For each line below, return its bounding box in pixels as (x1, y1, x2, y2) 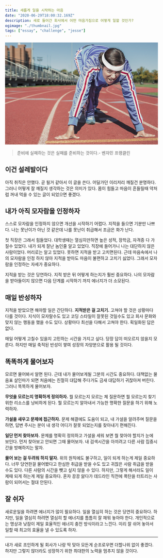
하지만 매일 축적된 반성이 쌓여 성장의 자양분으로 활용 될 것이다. (15, 342, 133, 348)
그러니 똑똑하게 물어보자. (5, 384, 52, 389)
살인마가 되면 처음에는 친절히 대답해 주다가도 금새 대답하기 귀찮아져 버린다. (14, 377, 155, 383)
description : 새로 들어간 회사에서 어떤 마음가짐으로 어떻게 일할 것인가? (5, 18, 134, 23)
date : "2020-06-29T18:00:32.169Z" (5, 13, 75, 18)
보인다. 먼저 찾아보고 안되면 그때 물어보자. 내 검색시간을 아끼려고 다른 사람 (5, 439, 145, 444)
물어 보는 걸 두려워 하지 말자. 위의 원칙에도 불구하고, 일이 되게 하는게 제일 (5, 455, 143, 461)
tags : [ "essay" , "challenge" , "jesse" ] (5, 28, 86, 34)
